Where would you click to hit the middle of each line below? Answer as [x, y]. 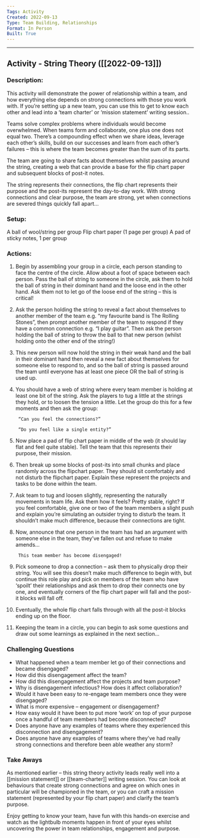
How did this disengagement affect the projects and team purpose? [98, 681]
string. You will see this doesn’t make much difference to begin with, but [104, 573]
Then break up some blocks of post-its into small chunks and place [98, 465]
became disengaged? [42, 669]
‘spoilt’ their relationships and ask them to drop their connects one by [100, 585]
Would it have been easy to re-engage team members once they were [101, 694]
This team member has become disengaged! [70, 556]
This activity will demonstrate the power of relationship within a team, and [97, 93]
